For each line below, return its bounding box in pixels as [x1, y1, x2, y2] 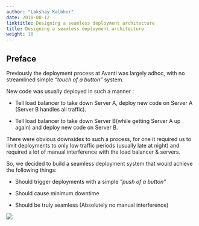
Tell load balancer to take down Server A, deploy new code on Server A [14, 99, 193, 106]
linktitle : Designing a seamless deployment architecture [6, 20, 155, 26]
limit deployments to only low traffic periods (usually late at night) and [6, 142, 180, 149]
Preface [6, 54, 37, 64]
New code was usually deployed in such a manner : [6, 87, 134, 95]
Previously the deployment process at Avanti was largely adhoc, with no [6, 69, 185, 77]
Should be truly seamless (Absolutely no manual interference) [14, 201, 169, 209]
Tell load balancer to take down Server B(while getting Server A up [14, 117, 181, 124]
